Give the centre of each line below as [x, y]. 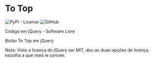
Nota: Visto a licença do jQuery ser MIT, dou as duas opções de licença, [77, 50]
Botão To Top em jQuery [29, 40]
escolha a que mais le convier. [35, 55]
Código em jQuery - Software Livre [40, 31]
